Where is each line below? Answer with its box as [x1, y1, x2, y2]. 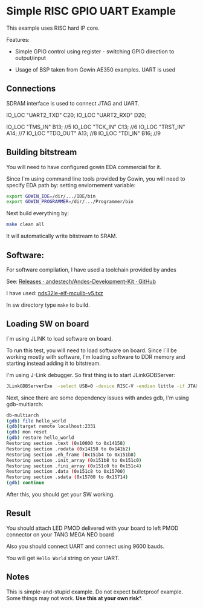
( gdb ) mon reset [6, 429, 47, 435]
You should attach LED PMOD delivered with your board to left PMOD [6, 524, 179, 532]
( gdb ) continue [6, 480, 45, 486]
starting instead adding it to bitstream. [6, 359, 101, 367]
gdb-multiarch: [6, 400, 43, 407]
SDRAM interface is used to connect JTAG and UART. [6, 99, 140, 107]
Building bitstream [6, 147, 77, 158]
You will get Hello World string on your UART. [6, 554, 120, 561]
